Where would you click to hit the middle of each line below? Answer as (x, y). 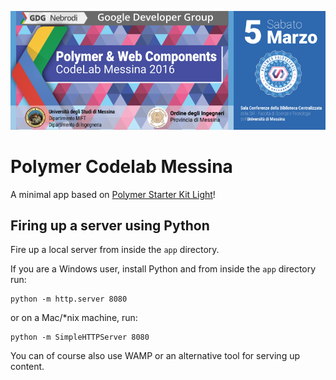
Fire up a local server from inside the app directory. (115, 250)
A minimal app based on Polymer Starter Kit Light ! (113, 194)
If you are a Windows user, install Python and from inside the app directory (163, 269)
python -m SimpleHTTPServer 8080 (80, 337)
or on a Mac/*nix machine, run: (74, 318)
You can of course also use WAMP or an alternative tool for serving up (155, 356)
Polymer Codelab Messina (121, 166)
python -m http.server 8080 (69, 299)
